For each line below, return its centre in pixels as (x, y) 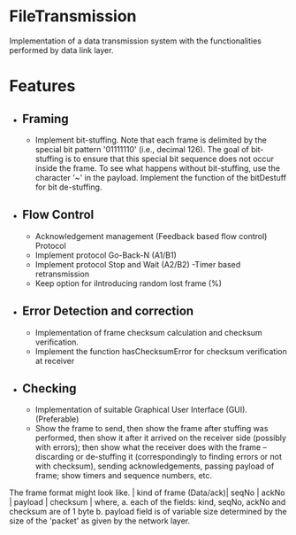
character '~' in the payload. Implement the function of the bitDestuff (161, 177)
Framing (45, 118)
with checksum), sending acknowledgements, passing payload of (155, 466)
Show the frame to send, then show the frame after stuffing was (152, 429)
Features (42, 86)
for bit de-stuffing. (68, 187)
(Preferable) (57, 419)
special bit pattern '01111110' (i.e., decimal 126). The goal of (142, 149)
